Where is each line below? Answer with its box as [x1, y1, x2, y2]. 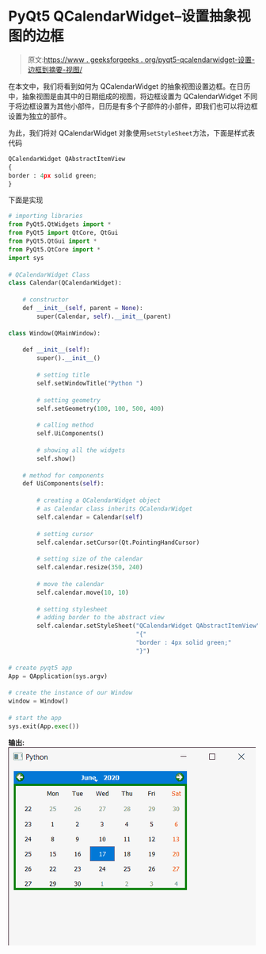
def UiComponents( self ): [22, 480, 104, 488]
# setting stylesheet [36, 605, 108, 613]
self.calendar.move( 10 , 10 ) [36, 588, 129, 596]
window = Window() [8, 697, 69, 706]
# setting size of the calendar [36, 555, 144, 563]
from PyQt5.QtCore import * [8, 245, 101, 254]
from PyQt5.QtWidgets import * [8, 220, 112, 228]
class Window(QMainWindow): [8, 329, 101, 337]
